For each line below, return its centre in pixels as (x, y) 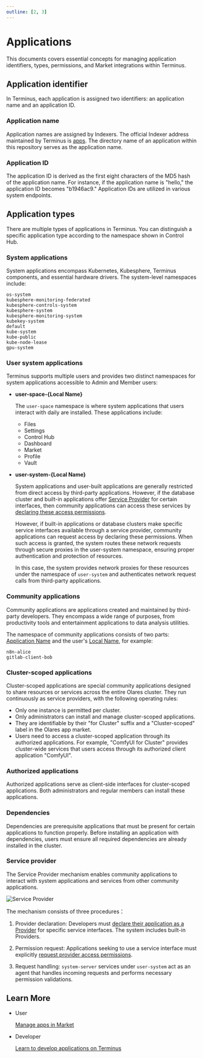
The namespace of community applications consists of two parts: (88, 634)
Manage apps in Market (44, 1025)
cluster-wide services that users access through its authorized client (100, 749)
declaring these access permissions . (61, 512)
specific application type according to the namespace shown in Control (95, 235)
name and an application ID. (41, 105)
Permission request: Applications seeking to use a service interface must (106, 948)
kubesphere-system (29, 311)
